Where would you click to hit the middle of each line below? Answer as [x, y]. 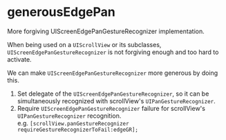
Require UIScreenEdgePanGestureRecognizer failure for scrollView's [111, 108]
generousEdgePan [61, 12]
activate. [20, 59]
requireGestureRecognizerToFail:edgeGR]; [77, 130]
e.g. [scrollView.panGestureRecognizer [73, 123]
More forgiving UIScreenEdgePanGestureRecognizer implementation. [106, 31]
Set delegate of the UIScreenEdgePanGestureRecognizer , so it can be [113, 94]
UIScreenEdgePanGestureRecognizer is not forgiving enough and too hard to [113, 52]
